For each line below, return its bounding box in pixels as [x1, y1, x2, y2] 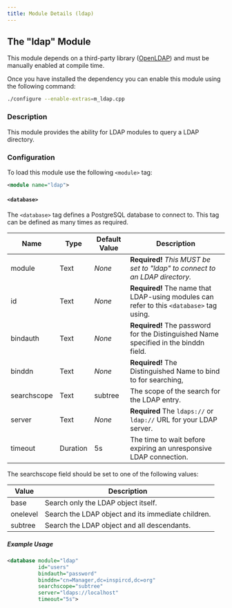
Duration [59, 443, 88, 453]
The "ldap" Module [7, 36, 91, 48]
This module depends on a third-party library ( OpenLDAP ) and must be [7, 54, 209, 62]
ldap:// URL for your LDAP [130, 415, 217, 424]
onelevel [10, 509, 39, 519]
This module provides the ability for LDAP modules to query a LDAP [7, 127, 200, 136]
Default [96, 234, 122, 244]
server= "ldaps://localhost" [37, 589, 119, 596]
